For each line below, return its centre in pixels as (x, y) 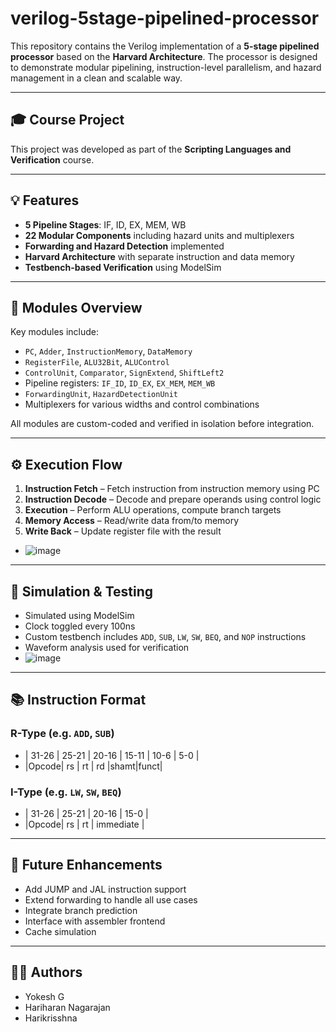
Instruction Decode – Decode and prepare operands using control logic (173, 499)
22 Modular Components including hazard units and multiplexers (159, 235)
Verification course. (52, 159)
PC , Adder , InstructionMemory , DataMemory (108, 351)
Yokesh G (44, 996)
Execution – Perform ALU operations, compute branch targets (153, 510)
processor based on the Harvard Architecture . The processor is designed (164, 56)
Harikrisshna (51, 1018)
